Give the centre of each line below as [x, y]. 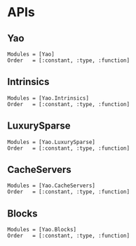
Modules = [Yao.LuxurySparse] [52, 142]
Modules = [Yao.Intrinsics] [48, 98]
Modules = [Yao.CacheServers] [52, 186]
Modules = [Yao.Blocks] [42, 230]
